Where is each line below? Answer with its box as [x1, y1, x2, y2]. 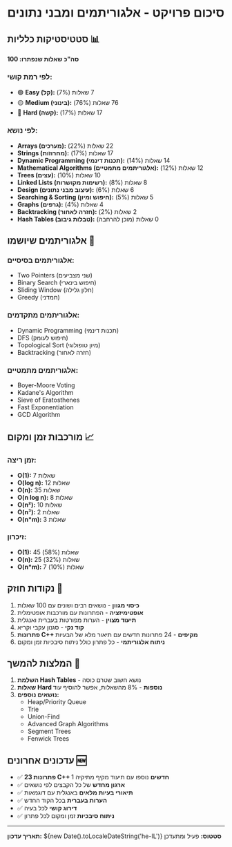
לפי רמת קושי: [7, 72, 53, 81]
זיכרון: [7, 532, 27, 542]
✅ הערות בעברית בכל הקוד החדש [17, 796, 107, 805]
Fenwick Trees [27, 734, 70, 743]
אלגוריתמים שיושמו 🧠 [7, 235, 95, 246]
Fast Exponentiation [17, 402, 74, 411]
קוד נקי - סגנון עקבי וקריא [17, 623, 85, 631]
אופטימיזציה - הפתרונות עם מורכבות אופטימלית [17, 608, 144, 616]
